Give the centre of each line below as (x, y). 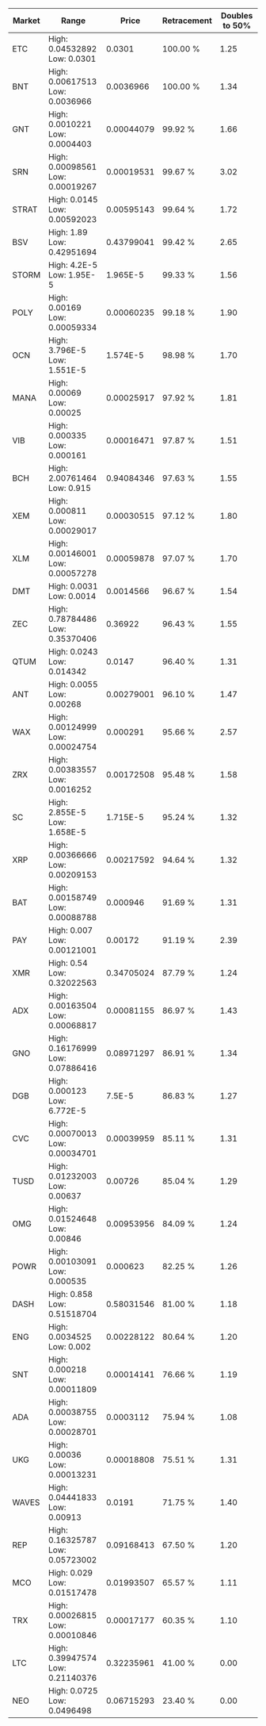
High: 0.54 (68, 963)
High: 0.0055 (73, 684)
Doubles (237, 15)
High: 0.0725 (73, 1691)
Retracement (187, 21)
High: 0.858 (71, 1294)
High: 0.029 (71, 1573)
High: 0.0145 (73, 199)
